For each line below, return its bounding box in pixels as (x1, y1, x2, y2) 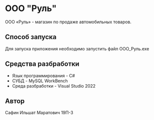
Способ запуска (5, 33, 57, 41)
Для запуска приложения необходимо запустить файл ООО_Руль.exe (5, 45, 150, 51)
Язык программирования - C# (12, 73, 75, 78)
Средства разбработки (5, 60, 80, 68)
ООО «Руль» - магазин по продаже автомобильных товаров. (5, 19, 132, 25)
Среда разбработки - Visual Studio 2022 (12, 83, 96, 89)
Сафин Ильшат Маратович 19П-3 (5, 110, 74, 116)
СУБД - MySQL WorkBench (12, 78, 68, 84)
